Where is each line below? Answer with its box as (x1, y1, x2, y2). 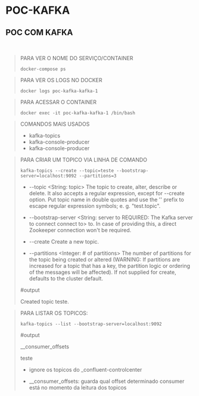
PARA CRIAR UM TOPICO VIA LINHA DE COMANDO (20, 156, 147, 163)
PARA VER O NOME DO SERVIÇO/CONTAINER (20, 55, 133, 61)
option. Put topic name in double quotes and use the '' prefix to (29, 196, 184, 203)
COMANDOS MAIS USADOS (20, 120, 90, 127)
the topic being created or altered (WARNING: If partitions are (29, 256, 180, 263)
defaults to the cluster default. (29, 275, 104, 282)
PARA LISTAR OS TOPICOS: (20, 310, 88, 316)
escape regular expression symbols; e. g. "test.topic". (29, 202, 161, 209)
